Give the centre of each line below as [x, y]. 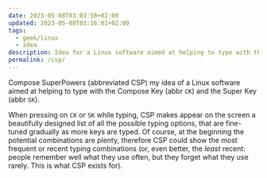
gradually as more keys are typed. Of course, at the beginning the [137, 131]
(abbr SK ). [24, 99]
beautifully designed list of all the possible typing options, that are [116, 123]
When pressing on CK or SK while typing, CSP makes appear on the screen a [132, 114]
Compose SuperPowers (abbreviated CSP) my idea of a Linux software [124, 82]
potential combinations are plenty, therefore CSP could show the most [123, 140]
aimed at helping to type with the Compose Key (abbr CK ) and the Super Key [132, 91]
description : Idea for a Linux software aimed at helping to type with [129, 52]
